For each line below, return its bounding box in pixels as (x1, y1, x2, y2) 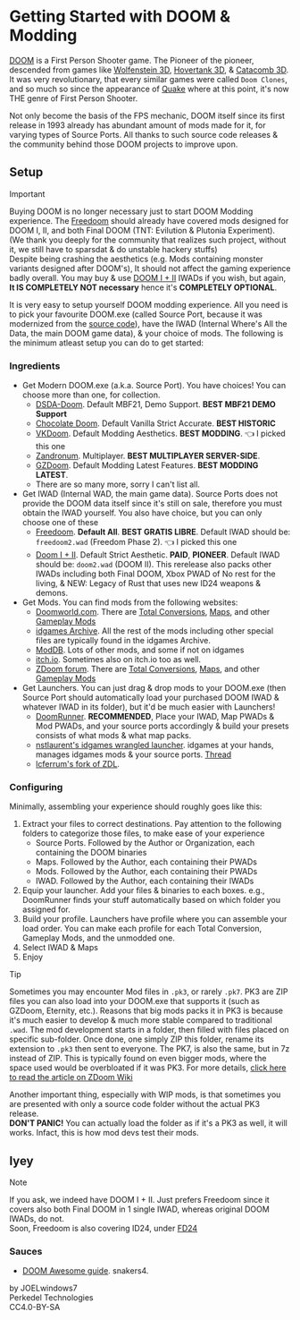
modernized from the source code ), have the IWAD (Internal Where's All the (9, 318, 287, 328)
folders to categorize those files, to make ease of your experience (21, 828, 265, 839)
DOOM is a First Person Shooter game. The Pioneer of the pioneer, (9, 55, 254, 65)
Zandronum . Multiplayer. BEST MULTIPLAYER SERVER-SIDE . (35, 450, 261, 462)
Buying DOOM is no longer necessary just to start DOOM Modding (9, 206, 254, 217)
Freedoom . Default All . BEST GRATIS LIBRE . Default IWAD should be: (35, 526, 291, 538)
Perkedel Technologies (9, 1292, 94, 1303)
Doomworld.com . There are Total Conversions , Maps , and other (35, 607, 271, 617)
